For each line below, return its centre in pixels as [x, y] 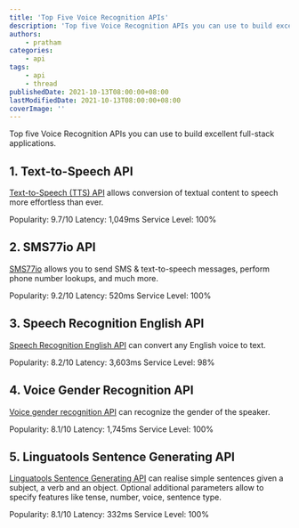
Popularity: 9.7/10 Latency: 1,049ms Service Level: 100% [113, 220]
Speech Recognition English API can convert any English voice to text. [138, 345]
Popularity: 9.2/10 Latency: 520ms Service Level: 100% [110, 296]
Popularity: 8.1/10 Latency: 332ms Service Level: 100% [109, 515]
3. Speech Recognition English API [107, 324]
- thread [41, 84]
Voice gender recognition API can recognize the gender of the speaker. [140, 411]
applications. [32, 143]
